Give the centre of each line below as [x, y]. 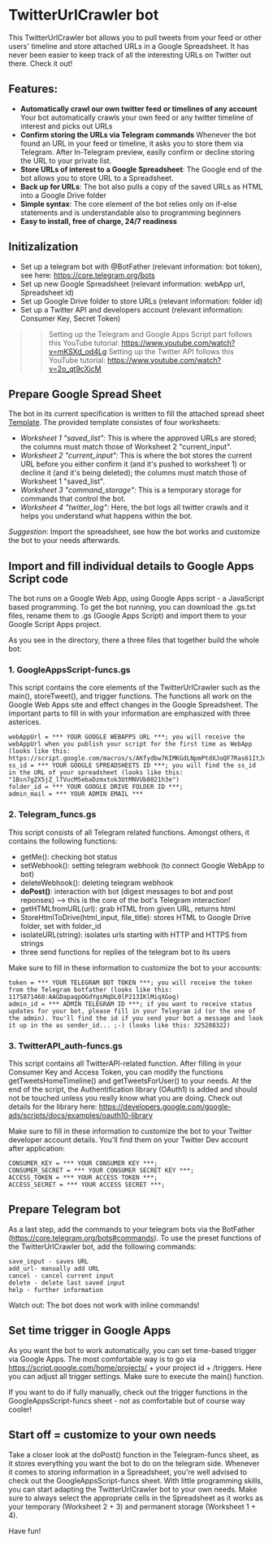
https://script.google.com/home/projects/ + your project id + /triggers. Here [135, 1367]
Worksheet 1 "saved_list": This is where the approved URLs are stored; [139, 438]
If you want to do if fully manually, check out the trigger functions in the [128, 1392]
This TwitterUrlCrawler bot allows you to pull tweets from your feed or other [135, 37]
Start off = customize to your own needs [113, 1435]
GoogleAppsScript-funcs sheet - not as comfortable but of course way [127, 1400]
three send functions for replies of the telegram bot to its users [125, 952]
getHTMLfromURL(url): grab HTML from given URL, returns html [128, 909]
